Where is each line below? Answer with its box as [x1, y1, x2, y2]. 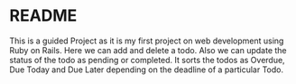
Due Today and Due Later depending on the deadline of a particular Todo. [9, 64, 284, 75]
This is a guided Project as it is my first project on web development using [9, 35, 284, 46]
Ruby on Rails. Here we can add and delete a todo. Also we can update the [9, 44, 287, 55]
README [9, 5, 78, 26]
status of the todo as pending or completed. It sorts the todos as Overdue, [9, 54, 286, 65]
